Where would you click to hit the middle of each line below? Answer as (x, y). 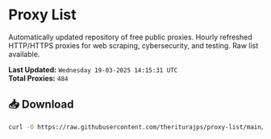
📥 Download (41, 105)
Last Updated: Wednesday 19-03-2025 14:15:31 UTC (93, 69)
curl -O (21, 127)
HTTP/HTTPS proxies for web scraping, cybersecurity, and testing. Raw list (133, 45)
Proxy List (42, 15)
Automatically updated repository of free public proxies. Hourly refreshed (130, 37)
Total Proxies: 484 (38, 78)
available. (24, 54)
